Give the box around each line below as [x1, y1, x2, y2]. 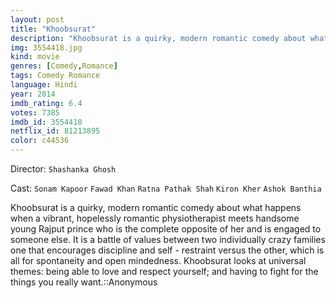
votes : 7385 [10, 107, 60, 118]
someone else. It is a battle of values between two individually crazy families [10, 234, 326, 245]
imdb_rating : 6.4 [10, 98, 83, 108]
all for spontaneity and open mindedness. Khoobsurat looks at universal [10, 255, 307, 266]
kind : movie [10, 52, 60, 62]
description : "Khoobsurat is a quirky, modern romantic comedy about [10, 33, 307, 43]
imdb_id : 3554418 [10, 117, 83, 127]
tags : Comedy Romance [10, 71, 101, 81]
